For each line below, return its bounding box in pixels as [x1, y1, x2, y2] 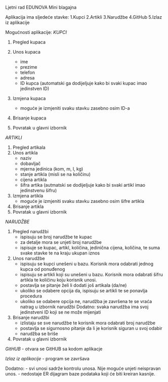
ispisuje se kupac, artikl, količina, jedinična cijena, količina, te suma [20, 245, 160, 250]
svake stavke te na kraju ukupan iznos [20, 250, 100, 256]
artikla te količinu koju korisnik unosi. [20, 277, 97, 283]
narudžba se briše [20, 331, 58, 336]
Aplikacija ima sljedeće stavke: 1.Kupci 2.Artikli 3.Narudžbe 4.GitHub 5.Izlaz [5, 14, 162, 20]
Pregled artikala [12, 144, 46, 150]
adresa [20, 75, 35, 80]
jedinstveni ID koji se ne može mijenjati [20, 309, 101, 315]
